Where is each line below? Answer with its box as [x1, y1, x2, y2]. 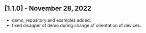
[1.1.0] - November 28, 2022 [4, 4, 92, 13]
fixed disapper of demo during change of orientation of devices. [11, 22, 142, 28]
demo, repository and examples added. [11, 17, 91, 23]
